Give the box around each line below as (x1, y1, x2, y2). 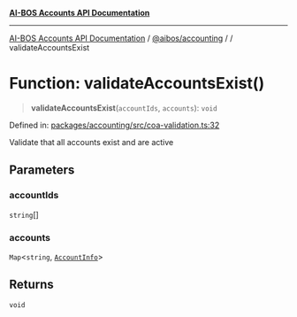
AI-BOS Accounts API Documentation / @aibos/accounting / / (9, 33, 233, 43)
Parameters (9, 163, 75, 178)
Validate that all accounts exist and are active (9, 136, 174, 147)
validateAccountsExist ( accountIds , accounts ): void (30, 102, 218, 113)
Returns (9, 277, 55, 292)
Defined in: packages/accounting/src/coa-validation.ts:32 (9, 120, 220, 130)
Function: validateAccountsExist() (9, 73, 265, 94)
